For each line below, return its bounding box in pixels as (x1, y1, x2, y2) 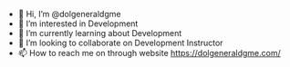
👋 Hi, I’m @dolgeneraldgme (17, 9, 121, 19)
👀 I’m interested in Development (17, 18, 139, 29)
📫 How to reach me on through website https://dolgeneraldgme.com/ (17, 48, 281, 58)
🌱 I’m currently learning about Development (17, 28, 182, 38)
